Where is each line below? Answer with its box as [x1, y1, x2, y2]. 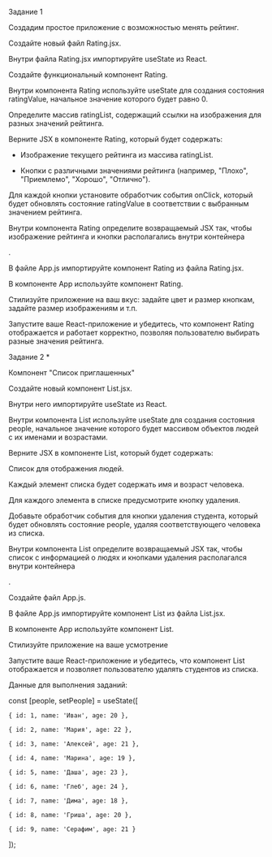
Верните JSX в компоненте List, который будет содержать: [8, 448, 214, 457]
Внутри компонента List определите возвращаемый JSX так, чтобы [8, 544, 244, 553]
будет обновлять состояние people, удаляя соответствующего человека [8, 520, 261, 529]
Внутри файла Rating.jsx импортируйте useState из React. [8, 54, 208, 63]
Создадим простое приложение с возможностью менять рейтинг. [8, 23, 240, 32]
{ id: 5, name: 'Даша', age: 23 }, [8, 768, 129, 777]
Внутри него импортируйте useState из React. [8, 400, 168, 409]
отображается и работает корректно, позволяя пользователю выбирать [8, 328, 260, 337]
